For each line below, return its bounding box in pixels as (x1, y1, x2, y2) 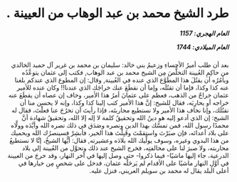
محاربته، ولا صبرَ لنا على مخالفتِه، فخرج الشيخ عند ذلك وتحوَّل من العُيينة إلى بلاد (21, 144, 229, 152)
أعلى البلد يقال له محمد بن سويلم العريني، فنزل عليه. (89, 166, 229, 175)
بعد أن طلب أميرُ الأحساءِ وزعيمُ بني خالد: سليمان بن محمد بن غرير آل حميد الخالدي (11, 60, 229, 69)
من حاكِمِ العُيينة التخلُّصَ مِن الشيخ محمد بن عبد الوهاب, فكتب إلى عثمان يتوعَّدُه (21, 68, 229, 77)
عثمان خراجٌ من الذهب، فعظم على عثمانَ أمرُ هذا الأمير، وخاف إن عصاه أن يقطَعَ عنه (8, 91, 229, 100)
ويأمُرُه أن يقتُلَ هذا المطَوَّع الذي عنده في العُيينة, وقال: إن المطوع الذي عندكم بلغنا (14, 76, 229, 85)
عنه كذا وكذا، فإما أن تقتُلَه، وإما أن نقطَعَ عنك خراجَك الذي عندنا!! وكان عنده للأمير (16, 83, 229, 92)
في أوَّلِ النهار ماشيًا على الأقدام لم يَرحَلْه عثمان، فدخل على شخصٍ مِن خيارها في (18, 159, 229, 168)
